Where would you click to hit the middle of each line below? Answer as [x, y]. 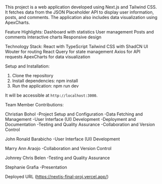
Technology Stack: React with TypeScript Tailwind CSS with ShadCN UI [77, 46]
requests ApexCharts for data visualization [48, 57]
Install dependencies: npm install [45, 81]
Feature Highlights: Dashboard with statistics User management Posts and [80, 32]
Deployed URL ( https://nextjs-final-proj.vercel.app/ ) [57, 176]
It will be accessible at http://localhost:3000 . [51, 95]
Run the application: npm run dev [45, 86]
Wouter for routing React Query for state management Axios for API [73, 51]
